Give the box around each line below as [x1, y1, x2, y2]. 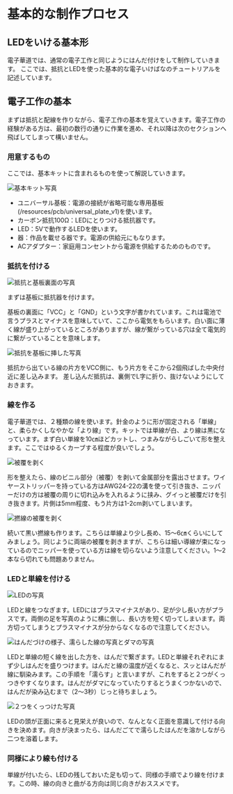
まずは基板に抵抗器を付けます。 [7, 293, 99, 301]
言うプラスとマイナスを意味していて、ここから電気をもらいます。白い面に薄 [7, 317, 225, 325]
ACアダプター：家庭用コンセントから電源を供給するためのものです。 [17, 242, 214, 251]
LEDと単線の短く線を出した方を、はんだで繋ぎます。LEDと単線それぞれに [7, 653, 219, 661]
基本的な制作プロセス [7, 6, 130, 22]
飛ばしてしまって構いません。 [7, 133, 92, 141]
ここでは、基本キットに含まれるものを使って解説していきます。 [7, 169, 189, 177]
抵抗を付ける [7, 262, 51, 271]
